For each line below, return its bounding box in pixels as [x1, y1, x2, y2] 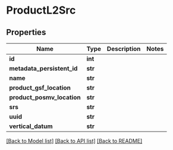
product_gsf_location [9, 84, 71, 92]
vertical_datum [9, 122, 53, 130]
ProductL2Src [6, 4, 76, 17]
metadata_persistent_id [9, 65, 78, 72]
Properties [6, 27, 46, 37]
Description [106, 45, 141, 53]
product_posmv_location [9, 93, 81, 101]
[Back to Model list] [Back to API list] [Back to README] [6, 138, 143, 144]
